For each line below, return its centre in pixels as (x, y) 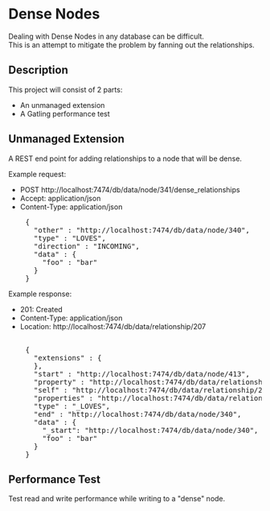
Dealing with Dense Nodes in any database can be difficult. (106, 36)
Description (38, 70)
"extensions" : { (67, 358)
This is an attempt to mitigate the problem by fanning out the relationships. (131, 44)
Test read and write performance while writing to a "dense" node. (117, 499)
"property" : (59, 382)
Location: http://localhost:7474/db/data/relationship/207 (113, 326)
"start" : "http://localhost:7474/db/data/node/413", (142, 374)
